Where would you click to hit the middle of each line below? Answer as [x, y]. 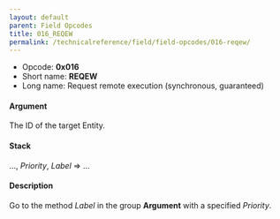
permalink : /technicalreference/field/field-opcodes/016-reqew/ [130, 42]
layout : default [39, 17]
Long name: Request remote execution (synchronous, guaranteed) [143, 86]
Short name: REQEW [60, 77]
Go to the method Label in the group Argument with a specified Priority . [140, 205]
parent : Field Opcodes [51, 26]
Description [31, 185]
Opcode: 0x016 [50, 67]
